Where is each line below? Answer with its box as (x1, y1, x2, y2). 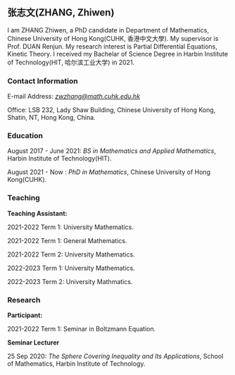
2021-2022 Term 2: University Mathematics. (7, 250, 135, 259)
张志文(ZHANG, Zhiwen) (7, 6, 115, 19)
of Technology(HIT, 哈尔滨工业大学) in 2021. (7, 58, 135, 66)
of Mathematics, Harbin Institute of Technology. (7, 359, 146, 368)
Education (7, 131, 44, 141)
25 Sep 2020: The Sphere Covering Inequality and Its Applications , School (7, 352, 224, 360)
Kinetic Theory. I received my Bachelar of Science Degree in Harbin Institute (7, 49, 229, 58)
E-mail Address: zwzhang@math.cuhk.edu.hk (7, 92, 141, 101)
